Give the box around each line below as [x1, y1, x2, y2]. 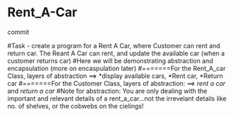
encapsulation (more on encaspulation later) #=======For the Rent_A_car [7, 64, 226, 72]
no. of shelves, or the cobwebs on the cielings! [7, 101, 144, 110]
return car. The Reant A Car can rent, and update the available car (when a [7, 49, 225, 57]
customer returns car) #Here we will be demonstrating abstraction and [7, 56, 214, 65]
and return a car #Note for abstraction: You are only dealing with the [7, 87, 208, 95]
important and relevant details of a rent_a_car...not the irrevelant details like [7, 94, 227, 103]
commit [7, 28, 30, 36]
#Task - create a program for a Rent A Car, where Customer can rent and [7, 41, 221, 50]
